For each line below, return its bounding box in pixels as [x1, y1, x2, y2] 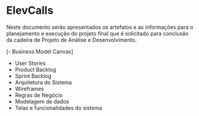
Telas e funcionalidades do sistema [14, 104, 102, 111]
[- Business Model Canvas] [6, 47, 74, 55]
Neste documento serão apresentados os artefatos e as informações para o [6, 23, 194, 31]
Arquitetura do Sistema [14, 79, 72, 86]
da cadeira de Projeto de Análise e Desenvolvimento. [6, 36, 137, 43]
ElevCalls [6, 4, 54, 17]
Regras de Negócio [14, 91, 63, 99]
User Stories [14, 60, 46, 67]
